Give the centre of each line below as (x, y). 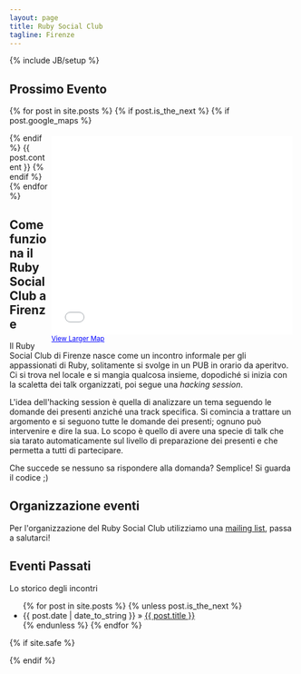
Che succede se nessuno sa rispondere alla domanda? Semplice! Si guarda (150, 468)
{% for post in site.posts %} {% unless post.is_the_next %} (132, 606)
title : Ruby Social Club (56, 26)
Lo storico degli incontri (53, 588)
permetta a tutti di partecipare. (67, 450)
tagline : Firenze (42, 35)
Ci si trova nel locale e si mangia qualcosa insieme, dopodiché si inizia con (148, 375)
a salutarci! (30, 538)
